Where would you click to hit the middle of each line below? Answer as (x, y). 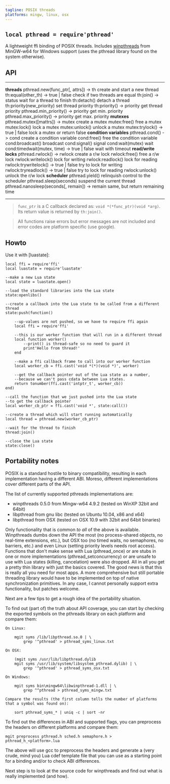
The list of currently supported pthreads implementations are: (70, 494)
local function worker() (40, 339)
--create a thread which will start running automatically (69, 415)
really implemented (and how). (37, 776)
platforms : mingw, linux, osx (37, 15)
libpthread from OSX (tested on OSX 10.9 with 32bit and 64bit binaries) (87, 519)
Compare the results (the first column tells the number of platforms (81, 699)
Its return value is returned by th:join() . (60, 212)
